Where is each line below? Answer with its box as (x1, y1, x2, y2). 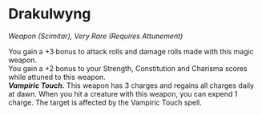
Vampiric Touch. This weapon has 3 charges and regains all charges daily (8, 81, 255, 90)
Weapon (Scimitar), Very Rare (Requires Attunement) (8, 31, 183, 41)
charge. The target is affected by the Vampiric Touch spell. (8, 97, 202, 107)
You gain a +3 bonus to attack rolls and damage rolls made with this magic (8, 46, 254, 56)
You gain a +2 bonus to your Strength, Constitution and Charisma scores (8, 63, 248, 73)
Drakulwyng (8, 5, 91, 23)
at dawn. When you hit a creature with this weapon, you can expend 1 (8, 89, 238, 98)
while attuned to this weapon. (8, 72, 106, 81)
